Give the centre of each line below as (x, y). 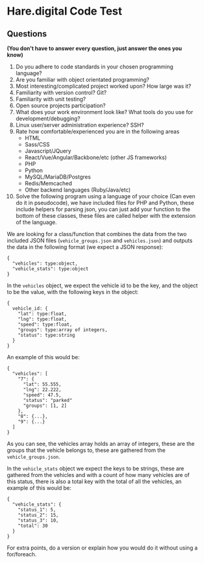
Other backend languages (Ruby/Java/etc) (78, 190)
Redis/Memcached (48, 183)
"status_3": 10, (39, 520)
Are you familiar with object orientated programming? (82, 80)
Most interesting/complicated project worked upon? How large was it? (104, 86)
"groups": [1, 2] (45, 406)
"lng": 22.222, (42, 390)
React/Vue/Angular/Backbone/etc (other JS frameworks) (96, 157)
